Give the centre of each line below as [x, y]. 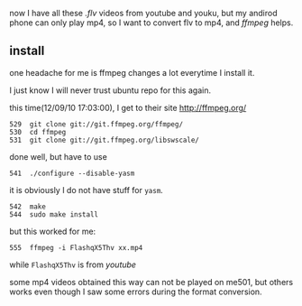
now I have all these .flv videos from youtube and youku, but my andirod [143, 13]
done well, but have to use [59, 156]
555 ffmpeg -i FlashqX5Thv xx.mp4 [76, 247]
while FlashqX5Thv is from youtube [73, 264]
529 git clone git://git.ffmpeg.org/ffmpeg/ [96, 124]
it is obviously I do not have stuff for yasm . [87, 190]
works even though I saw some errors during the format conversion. [136, 292]
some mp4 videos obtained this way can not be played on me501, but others [151, 282]
